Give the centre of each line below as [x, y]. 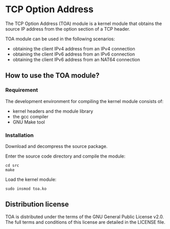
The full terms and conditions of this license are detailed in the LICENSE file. [85, 222]
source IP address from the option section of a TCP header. [68, 29]
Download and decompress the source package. [56, 146]
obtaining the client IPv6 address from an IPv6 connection [74, 54]
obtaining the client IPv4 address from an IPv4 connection [74, 48]
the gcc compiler [30, 116]
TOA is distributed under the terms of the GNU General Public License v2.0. [85, 217]
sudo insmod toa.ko [26, 189]
